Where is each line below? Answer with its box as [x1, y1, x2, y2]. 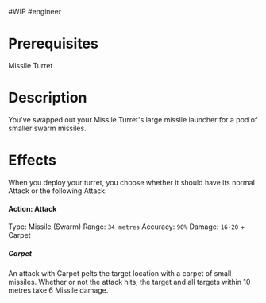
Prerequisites [8, 35, 99, 52]
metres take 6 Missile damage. [8, 286, 109, 295]
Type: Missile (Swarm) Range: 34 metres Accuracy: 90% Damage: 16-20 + [8, 222, 245, 231]
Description [8, 89, 87, 107]
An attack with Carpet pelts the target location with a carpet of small [8, 268, 232, 278]
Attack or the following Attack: [8, 186, 107, 196]
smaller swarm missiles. [8, 123, 87, 133]
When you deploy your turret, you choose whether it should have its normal [8, 177, 256, 187]
